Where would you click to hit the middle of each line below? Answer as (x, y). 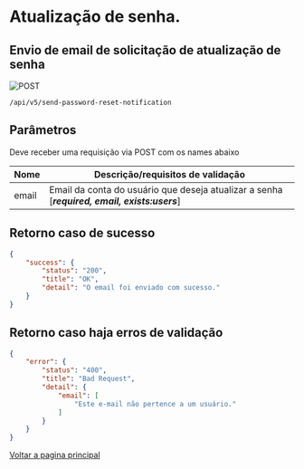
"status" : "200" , (74, 271)
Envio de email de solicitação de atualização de (145, 50)
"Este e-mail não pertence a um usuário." (155, 404)
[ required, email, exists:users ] (115, 201)
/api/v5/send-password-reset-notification (90, 102)
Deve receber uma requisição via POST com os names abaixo (124, 152)
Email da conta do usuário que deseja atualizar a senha (166, 189)
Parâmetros (43, 130)
